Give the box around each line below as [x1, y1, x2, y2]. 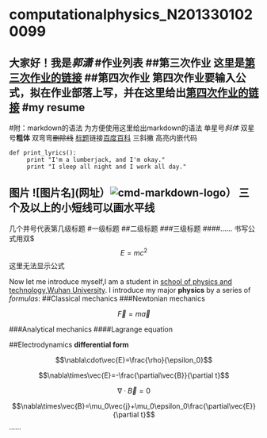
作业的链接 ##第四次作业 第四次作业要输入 [29, 71, 236, 84]
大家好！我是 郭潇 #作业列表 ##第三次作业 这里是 [9, 56, 245, 69]
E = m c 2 [120, 246, 148, 257]
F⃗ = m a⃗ [116, 309, 151, 319]
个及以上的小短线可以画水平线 [9, 201, 155, 215]
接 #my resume [9, 101, 86, 114]
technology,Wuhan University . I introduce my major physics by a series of [9, 286, 251, 295]
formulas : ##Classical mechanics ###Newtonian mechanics [9, 294, 205, 303]
